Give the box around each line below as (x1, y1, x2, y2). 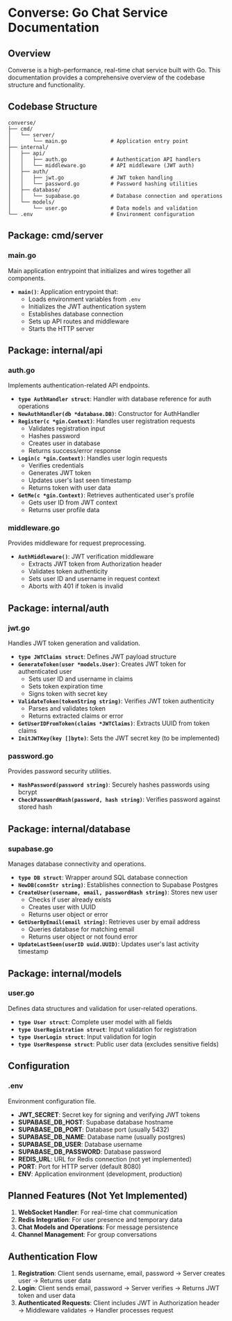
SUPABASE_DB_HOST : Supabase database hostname (17, 1118, 174, 1126)
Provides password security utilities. (8, 767, 112, 775)
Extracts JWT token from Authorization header (28, 559, 163, 569)
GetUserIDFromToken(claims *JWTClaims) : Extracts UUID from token (17, 719, 210, 727)
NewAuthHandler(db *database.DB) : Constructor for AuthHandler (17, 410, 200, 418)
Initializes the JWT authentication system (28, 302, 147, 311)
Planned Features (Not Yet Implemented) (8, 1189, 188, 1201)
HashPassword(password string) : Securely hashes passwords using (17, 780, 210, 789)
